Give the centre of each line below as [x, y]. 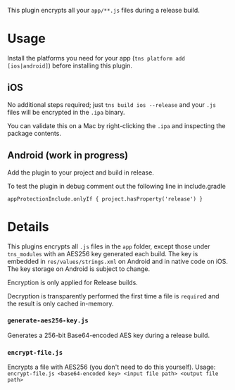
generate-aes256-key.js [48, 321]
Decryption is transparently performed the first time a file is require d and [113, 296]
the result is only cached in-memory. [61, 303]
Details [28, 226]
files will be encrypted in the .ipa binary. [66, 112]
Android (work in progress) [68, 155]
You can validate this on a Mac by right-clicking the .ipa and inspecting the [116, 125]
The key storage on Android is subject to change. [78, 269]
